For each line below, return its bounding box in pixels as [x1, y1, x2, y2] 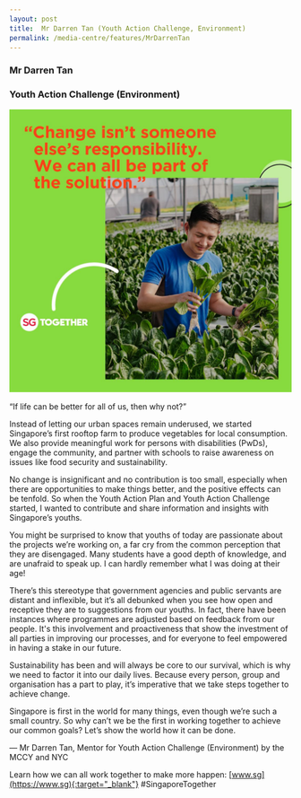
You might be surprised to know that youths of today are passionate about [9, 530, 284, 540]
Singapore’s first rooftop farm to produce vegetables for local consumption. [9, 427, 288, 439]
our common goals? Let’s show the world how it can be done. [9, 724, 236, 735]
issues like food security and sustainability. [9, 456, 168, 467]
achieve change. [9, 688, 71, 699]
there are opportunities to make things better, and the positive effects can [9, 483, 281, 494]
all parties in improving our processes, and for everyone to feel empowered [9, 633, 288, 644]
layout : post [9, 14, 58, 23]
